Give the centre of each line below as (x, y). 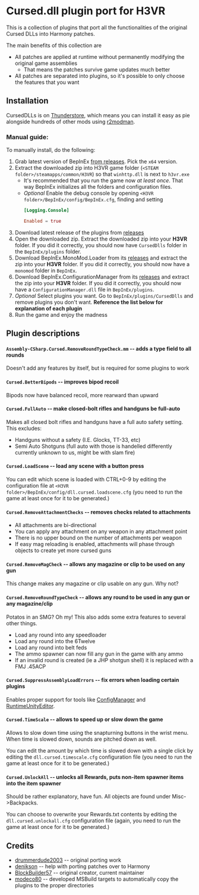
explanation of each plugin (48, 308)
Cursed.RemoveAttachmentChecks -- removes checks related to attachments (99, 512)
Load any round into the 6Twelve (55, 641)
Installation (27, 101)
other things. (22, 623)
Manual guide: (27, 137)
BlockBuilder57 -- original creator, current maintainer (79, 873)
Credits (20, 846)
